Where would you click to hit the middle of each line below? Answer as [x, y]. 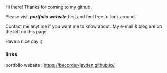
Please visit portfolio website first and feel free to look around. [71, 17]
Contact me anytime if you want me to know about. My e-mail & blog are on [84, 26]
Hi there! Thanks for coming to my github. [48, 7]
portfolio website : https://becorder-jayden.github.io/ [60, 65]
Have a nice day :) [24, 41]
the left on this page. [27, 32]
